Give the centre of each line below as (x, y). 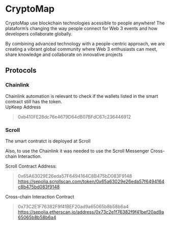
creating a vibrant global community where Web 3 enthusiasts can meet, (81, 49)
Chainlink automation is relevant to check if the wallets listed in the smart (82, 96)
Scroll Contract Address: (31, 166)
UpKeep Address (23, 107)
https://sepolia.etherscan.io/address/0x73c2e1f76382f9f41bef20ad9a (91, 212)
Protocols (21, 71)
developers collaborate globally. (39, 34)
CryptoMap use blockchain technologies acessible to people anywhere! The (85, 23)
